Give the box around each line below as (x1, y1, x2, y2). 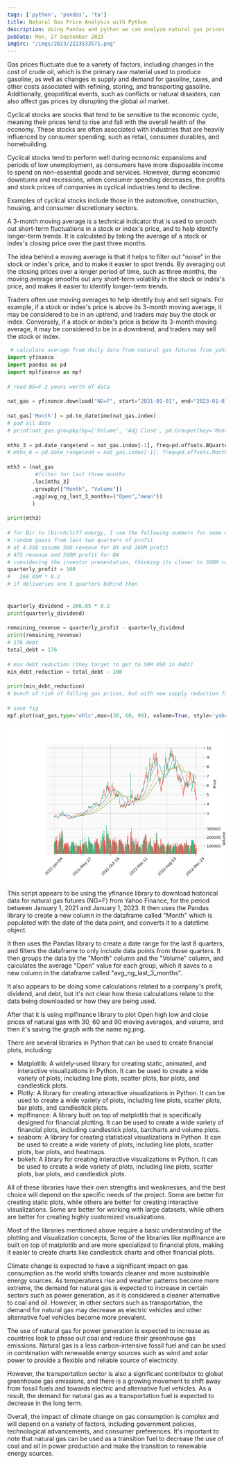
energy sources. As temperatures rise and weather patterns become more (7, 1276, 220, 1284)
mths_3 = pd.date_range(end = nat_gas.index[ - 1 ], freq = (7, 442, 172, 448)
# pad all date (7, 419, 51, 426)
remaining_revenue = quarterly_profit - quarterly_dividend (7, 625, 185, 631)
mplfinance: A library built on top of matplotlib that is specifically (17, 1111, 202, 1119)
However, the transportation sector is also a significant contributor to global (7, 1370, 223, 1377)
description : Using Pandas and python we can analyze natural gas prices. (7, 26, 228, 33)
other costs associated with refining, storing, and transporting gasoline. (7, 82, 212, 91)
